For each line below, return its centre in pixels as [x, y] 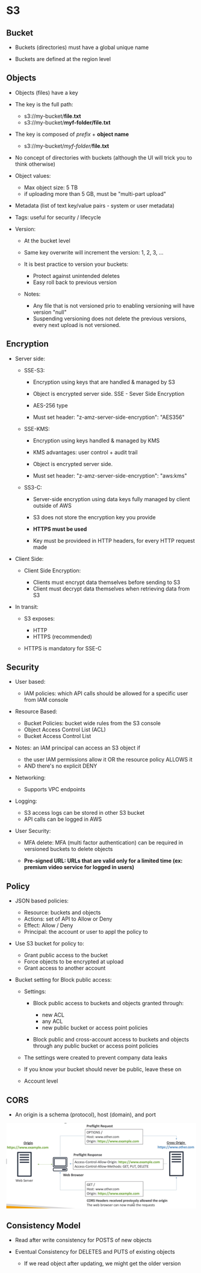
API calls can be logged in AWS [63, 819]
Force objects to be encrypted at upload [74, 962]
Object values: [33, 175]
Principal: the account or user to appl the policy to [86, 932]
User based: [30, 682]
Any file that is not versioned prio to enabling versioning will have [114, 305]
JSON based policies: [42, 901]
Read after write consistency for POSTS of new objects [83, 1240]
